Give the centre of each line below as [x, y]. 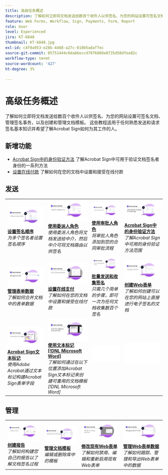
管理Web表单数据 [141, 446]
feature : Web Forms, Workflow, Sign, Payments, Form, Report [70, 21]
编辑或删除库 [57, 454]
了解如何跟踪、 [138, 453]
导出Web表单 [145, 459]
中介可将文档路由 [65, 245]
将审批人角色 [105, 236]
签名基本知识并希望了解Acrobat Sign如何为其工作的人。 [62, 129]
